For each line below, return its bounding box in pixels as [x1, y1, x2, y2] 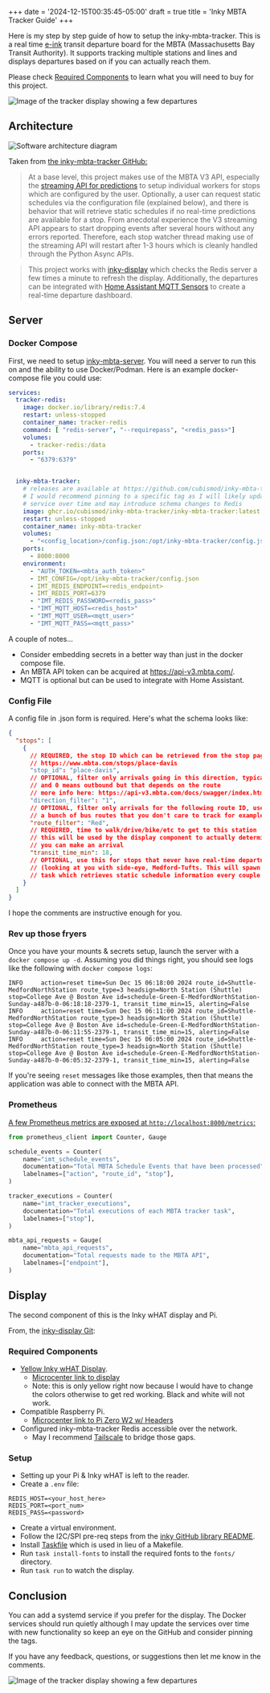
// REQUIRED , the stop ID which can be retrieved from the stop [29, 751, 250, 759]
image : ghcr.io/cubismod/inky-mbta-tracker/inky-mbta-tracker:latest [22, 507, 261, 516]
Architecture [8, 120, 74, 134]
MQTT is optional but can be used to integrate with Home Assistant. [19, 675, 245, 684]
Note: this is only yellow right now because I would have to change [31, 1381, 253, 1391]
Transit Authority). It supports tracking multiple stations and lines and [8, 48, 238, 57]
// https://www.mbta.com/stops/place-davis [29, 759, 178, 767]
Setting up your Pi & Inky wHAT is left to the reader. [19, 1471, 190, 1481]
